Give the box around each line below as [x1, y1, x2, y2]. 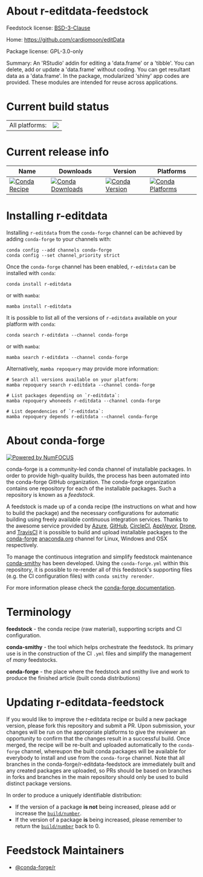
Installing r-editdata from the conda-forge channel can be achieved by [6, 228, 182, 236]
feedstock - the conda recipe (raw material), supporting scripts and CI [6, 625, 182, 632]
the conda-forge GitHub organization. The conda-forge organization [6, 478, 176, 485]
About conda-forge [6, 433, 105, 447]
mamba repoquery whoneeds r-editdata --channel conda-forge [6, 398, 161, 404]
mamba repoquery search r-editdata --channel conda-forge [6, 382, 155, 388]
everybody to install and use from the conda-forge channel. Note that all [6, 754, 185, 761]
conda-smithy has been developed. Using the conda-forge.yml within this [6, 559, 189, 566]
